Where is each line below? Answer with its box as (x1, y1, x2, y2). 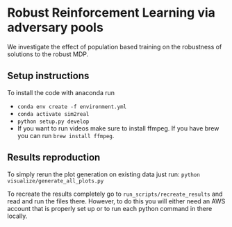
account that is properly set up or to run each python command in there (7, 204, 213, 212)
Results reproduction (7, 151, 101, 164)
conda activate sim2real (17, 110, 90, 117)
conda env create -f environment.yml (17, 103, 127, 110)
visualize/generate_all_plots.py (7, 177, 104, 185)
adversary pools (7, 19, 104, 35)
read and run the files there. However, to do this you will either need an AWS (7, 196, 226, 205)
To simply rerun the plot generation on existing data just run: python (7, 170, 200, 178)
